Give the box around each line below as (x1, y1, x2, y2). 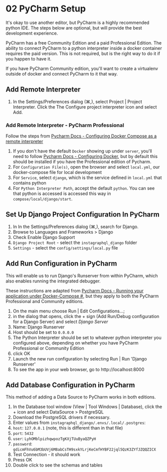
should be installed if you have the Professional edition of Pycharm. (12, 158, 152, 165)
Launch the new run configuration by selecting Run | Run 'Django (12, 355, 147, 361)
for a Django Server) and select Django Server (12, 318, 109, 324)
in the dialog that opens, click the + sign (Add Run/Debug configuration (12, 313, 160, 319)
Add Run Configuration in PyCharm (5, 259, 118, 268)
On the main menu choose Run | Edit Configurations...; (12, 308, 125, 314)
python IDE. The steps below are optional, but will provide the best (5, 24, 143, 30)
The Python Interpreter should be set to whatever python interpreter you (12, 334, 162, 340)
